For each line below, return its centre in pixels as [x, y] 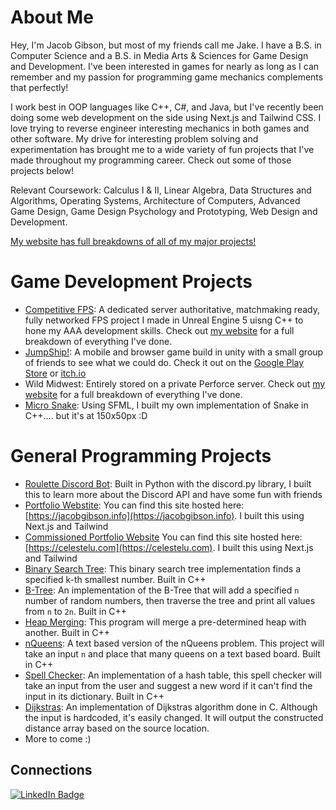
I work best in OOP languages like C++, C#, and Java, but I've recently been [167, 107]
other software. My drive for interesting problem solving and [134, 138]
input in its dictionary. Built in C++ [94, 696]
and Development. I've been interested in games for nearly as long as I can [165, 66]
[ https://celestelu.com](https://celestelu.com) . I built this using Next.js [169, 547]
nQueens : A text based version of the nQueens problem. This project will [174, 643]
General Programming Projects [141, 456]
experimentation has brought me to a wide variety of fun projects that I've [162, 149]
